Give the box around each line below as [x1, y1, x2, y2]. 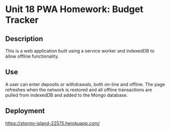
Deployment [5, 107, 45, 115]
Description [5, 34, 43, 43]
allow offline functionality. [5, 53, 59, 59]
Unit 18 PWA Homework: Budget [5, 4, 144, 15]
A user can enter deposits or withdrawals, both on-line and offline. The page [5, 81, 165, 87]
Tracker [5, 14, 39, 26]
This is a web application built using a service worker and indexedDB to [5, 48, 155, 54]
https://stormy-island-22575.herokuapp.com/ [5, 120, 100, 126]
